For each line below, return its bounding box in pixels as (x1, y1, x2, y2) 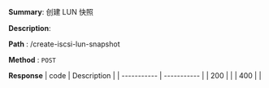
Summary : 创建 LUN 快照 (8, 7, 93, 16)
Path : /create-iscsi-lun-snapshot (8, 39, 120, 49)
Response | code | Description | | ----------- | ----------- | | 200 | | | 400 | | (8, 71, 262, 80)
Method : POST (8, 55, 57, 64)
